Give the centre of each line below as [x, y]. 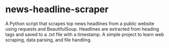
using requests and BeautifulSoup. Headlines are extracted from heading [82, 29]
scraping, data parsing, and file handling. [49, 40]
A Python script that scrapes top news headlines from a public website [80, 23]
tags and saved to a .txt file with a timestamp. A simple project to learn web [85, 34]
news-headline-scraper [57, 9]
